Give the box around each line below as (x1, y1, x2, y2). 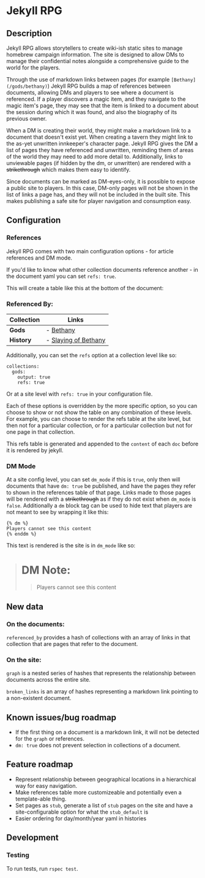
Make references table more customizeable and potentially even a (15, 788, 182, 796)
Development (6, 833, 59, 843)
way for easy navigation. (15, 782, 78, 789)
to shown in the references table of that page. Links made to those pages (6, 489, 192, 496)
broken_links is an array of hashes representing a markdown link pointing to (6, 688, 199, 695)
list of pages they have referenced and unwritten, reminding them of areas (6, 147, 194, 153)
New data (6, 601, 44, 612)
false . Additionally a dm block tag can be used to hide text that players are (6, 502, 193, 509)
